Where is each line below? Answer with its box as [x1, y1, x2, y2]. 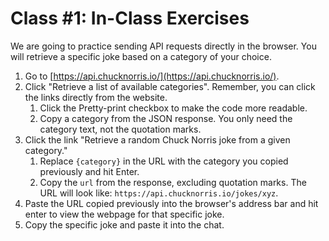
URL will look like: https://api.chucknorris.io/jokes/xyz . [39, 187, 279, 199]
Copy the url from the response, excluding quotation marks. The [39, 176, 307, 188]
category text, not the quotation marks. [39, 123, 202, 135]
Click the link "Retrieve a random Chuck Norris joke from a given [24, 133, 291, 146]
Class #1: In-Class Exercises [10, 7, 250, 30]
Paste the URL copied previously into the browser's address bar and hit [24, 197, 319, 209]
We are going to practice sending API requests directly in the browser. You [10, 40, 317, 52]
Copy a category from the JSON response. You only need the [39, 112, 293, 124]
